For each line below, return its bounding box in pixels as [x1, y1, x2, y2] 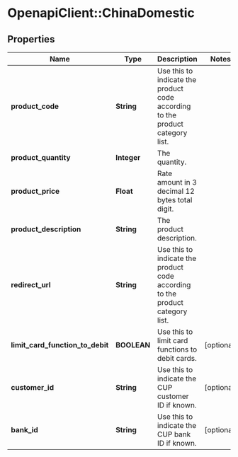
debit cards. [157, 354, 197, 363]
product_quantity [11, 153, 71, 162]
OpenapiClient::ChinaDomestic [7, 5, 195, 21]
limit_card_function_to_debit [11, 340, 109, 349]
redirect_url [11, 280, 51, 289]
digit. [157, 204, 174, 214]
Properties [7, 33, 55, 45]
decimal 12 [157, 186, 195, 196]
